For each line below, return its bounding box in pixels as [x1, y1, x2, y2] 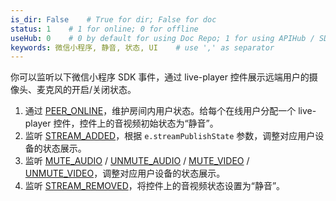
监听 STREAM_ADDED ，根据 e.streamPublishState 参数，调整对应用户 [24, 130, 316, 142]
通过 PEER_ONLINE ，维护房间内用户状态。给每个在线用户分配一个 [24, 105, 297, 117]
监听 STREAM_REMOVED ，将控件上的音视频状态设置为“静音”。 [24, 180, 286, 192]
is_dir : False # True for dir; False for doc [10, 14, 217, 25]
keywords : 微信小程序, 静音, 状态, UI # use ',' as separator [10, 42, 275, 53]
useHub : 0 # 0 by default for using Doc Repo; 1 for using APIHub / [10, 33, 315, 43]
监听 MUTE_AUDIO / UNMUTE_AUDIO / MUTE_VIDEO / [24, 155, 250, 167]
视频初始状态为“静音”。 [123, 117, 219, 130]
